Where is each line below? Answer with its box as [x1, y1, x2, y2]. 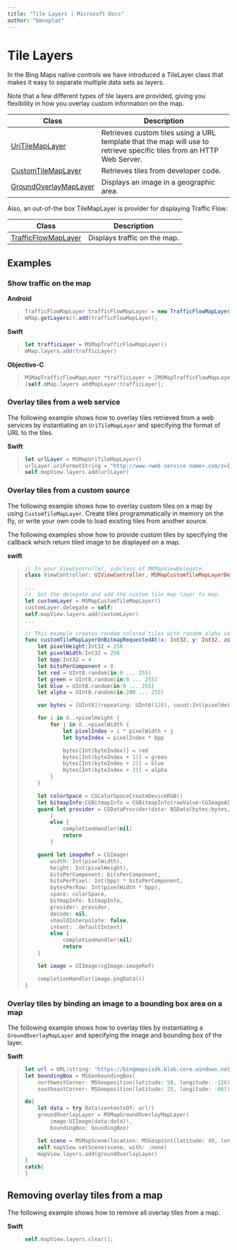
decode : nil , [50, 910, 89, 917]
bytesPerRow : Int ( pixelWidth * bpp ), [50, 884, 161, 891]
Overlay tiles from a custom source [7, 485, 130, 495]
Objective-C [7, 360, 44, 369]
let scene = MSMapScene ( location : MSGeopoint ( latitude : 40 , [37, 1137, 218, 1144]
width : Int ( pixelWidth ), [50, 857, 123, 865]
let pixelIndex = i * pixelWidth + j [62, 727, 174, 734]
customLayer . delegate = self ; [24, 604, 114, 611]
